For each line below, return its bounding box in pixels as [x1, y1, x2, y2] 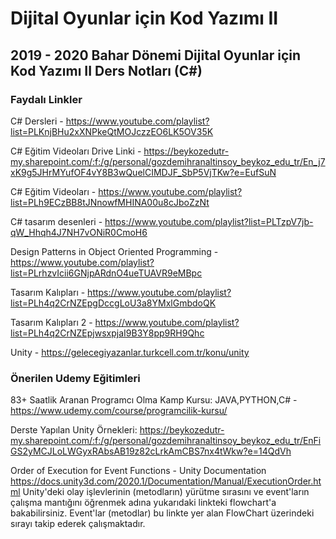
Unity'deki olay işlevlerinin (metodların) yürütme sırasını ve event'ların [22, 486, 310, 498]
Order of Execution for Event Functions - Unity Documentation [10, 465, 267, 477]
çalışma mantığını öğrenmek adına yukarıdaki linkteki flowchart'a [10, 497, 277, 509]
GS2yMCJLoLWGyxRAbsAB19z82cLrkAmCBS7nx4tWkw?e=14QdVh [10, 445, 292, 457]
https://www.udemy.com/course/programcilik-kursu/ [10, 405, 228, 417]
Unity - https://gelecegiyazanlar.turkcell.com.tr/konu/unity [10, 346, 250, 358]
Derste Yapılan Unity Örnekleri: [10, 424, 138, 436]
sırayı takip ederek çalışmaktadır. [10, 518, 146, 530]
